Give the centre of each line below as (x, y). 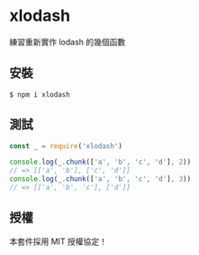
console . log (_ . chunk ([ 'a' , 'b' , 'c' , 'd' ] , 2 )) (100, 162)
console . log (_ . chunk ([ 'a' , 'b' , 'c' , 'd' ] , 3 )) (100, 179)
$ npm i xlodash (40, 94)
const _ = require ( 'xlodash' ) (66, 146)
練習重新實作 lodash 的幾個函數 (68, 42)
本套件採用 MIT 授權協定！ (59, 241)
